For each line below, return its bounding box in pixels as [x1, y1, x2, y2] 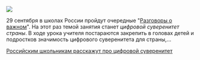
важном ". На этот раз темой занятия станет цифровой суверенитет [6, 23, 180, 30]
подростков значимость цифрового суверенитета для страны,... [6, 36, 172, 43]
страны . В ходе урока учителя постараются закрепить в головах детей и [6, 30, 194, 36]
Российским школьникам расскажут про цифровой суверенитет [6, 48, 173, 54]
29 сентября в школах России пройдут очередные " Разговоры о [6, 17, 172, 24]
